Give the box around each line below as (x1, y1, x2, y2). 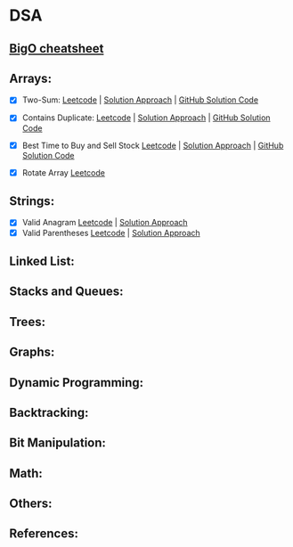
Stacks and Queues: (9, 284, 124, 299)
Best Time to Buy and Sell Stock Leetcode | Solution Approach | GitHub (21, 140, 284, 151)
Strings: (9, 193, 55, 209)
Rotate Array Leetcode (21, 167, 105, 178)
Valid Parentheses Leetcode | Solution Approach (21, 227, 200, 238)
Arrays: (9, 70, 52, 86)
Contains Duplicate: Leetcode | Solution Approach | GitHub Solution (21, 112, 271, 123)
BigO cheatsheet (9, 41, 104, 56)
